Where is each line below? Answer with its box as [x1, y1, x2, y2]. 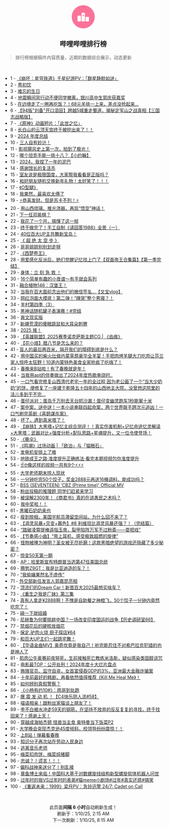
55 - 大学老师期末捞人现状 [10, 470, 65, 476]
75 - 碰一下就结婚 [10, 610, 47, 616]
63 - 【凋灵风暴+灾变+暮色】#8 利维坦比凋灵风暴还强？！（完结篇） [10, 520, 154, 526]
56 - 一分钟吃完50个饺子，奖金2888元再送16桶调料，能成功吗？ [10, 476, 144, 482]
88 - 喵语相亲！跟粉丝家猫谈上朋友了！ [10, 700, 92, 706]
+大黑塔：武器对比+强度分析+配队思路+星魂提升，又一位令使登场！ [10, 430, 152, 436]
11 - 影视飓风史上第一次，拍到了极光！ [10, 146, 90, 152]
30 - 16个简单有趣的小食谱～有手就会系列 [10, 276, 97, 282]
